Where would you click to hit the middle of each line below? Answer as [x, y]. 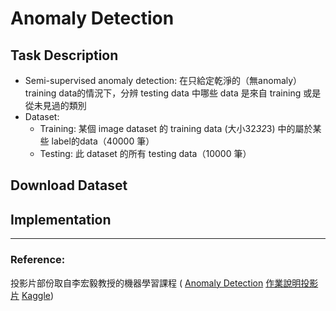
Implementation [61, 219]
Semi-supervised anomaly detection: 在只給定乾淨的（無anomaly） [163, 80]
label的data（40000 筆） [103, 141]
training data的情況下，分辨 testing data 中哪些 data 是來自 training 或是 [173, 93]
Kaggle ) [38, 295]
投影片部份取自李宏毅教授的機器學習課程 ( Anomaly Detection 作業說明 [156, 283]
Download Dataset [69, 185]
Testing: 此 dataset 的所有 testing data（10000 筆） [145, 153]
